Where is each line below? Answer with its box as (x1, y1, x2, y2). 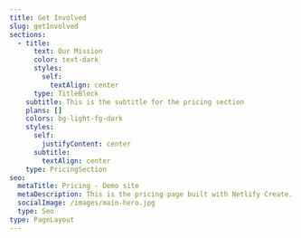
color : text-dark (33, 55, 99, 64)
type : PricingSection (25, 165, 107, 174)
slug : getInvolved (9, 22, 79, 31)
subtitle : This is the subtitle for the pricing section (25, 97, 245, 107)
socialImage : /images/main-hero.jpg (17, 198, 155, 208)
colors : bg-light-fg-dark (25, 114, 124, 123)
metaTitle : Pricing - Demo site (17, 182, 140, 191)
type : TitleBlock (33, 89, 99, 98)
